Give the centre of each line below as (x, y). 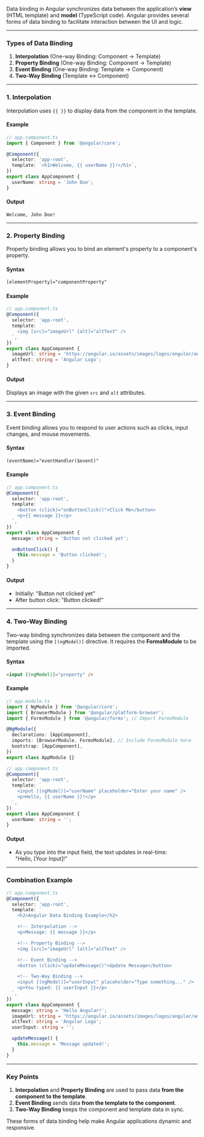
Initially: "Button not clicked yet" (55, 593)
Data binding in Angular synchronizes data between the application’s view (99, 9)
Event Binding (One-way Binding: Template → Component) (89, 69)
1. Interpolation (29, 97)
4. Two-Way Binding (37, 621)
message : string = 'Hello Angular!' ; (59, 1010)
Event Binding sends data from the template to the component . (96, 1103)
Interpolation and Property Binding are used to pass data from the (99, 1090)
